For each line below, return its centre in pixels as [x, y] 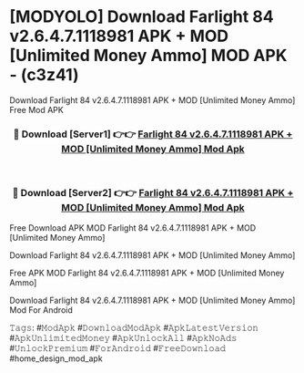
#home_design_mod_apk [56, 358]
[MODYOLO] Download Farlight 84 [142, 17]
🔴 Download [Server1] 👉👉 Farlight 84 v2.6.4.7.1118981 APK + [153, 134]
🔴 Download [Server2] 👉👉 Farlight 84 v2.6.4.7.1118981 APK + [153, 193]
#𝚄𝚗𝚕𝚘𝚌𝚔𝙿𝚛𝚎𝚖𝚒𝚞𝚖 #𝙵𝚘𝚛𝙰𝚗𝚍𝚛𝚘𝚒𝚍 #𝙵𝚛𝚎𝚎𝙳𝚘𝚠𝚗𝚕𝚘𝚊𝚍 [117, 347]
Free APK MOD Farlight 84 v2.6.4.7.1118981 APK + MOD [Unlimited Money [147, 273]
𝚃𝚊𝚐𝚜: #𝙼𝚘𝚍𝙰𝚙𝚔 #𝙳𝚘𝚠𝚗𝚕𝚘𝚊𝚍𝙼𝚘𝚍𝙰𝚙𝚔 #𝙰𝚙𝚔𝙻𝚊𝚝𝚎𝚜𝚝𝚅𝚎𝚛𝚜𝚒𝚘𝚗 [134, 327]
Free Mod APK [36, 109]
